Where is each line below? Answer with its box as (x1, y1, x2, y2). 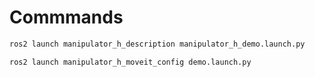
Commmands (9, 6, 124, 29)
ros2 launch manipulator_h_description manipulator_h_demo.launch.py (9, 39, 306, 49)
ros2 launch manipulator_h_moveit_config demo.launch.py (9, 57, 252, 67)
